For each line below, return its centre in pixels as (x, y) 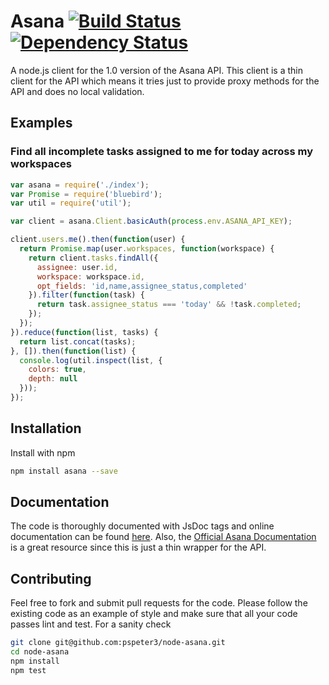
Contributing (51, 578)
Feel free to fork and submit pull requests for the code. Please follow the (159, 603)
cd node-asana (40, 652)
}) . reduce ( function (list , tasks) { (84, 332)
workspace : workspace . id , (90, 276)
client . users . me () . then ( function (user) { (98, 240)
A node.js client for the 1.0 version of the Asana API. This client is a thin (156, 70)
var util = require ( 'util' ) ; (71, 203)
